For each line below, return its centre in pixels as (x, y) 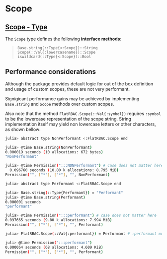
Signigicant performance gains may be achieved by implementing (72, 98)
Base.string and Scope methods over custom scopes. (60, 104)
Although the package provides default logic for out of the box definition (79, 84)
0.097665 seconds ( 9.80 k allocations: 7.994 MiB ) (59, 220)
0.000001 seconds (23, 202)
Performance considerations (50, 72)
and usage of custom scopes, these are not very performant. (68, 89)
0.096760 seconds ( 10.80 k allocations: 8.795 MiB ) (64, 170)
